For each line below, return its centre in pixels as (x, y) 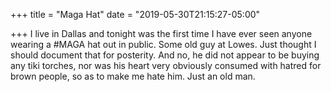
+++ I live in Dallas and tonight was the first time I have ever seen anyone (161, 33)
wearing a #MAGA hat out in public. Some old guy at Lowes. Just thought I (163, 44)
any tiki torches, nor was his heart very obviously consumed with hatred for (166, 65)
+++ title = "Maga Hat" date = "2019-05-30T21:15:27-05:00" (135, 14)
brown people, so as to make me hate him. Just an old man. (133, 76)
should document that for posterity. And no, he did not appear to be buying (165, 55)
